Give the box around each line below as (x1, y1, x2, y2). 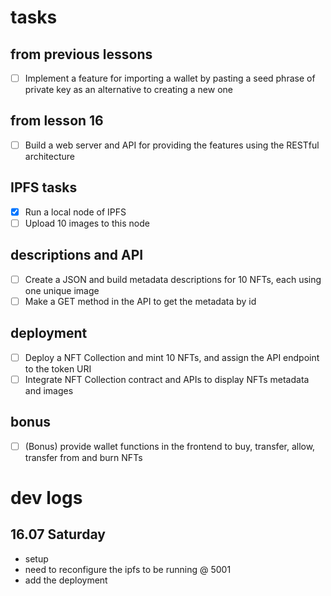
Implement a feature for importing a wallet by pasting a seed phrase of (24, 72, 316, 84)
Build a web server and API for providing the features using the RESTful (24, 139, 320, 151)
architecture (24, 150, 76, 162)
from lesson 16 (10, 112, 104, 130)
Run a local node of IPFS (24, 206, 127, 218)
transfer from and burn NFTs (24, 451, 143, 463)
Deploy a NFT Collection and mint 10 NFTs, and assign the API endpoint (24, 351, 320, 363)
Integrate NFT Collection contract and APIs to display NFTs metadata (24, 373, 310, 385)
